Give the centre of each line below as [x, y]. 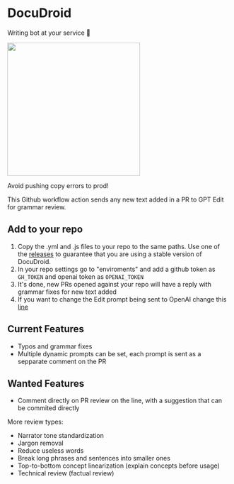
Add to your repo [45, 230]
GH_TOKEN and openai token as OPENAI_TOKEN [80, 276]
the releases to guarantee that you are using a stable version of [110, 254]
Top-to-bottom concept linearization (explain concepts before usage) [119, 466]
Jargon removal [40, 443]
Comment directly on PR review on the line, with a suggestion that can [120, 401]
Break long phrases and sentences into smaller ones [94, 458]
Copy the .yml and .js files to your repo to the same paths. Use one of [119, 246]
